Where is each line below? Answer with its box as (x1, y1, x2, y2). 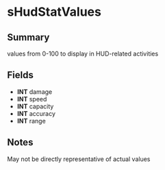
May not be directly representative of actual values (7, 155, 151, 163)
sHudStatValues (7, 4, 101, 20)
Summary (7, 32, 50, 43)
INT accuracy (16, 109, 56, 117)
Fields (7, 69, 34, 81)
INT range (16, 117, 46, 125)
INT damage (16, 87, 53, 96)
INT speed (16, 95, 47, 103)
